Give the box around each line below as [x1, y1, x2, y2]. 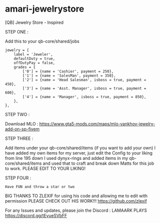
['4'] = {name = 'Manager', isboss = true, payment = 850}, [22, 94, 146, 99]
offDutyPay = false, [14, 60, 55, 65]
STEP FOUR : [5, 175, 32, 181]
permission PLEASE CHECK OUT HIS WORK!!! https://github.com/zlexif [5, 198, 147, 204]
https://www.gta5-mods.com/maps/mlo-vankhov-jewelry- [39, 120, 155, 127]
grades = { [14, 65, 36, 69]
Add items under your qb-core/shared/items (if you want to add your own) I [5, 145, 156, 151]
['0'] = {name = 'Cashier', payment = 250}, [22, 69, 114, 74]
